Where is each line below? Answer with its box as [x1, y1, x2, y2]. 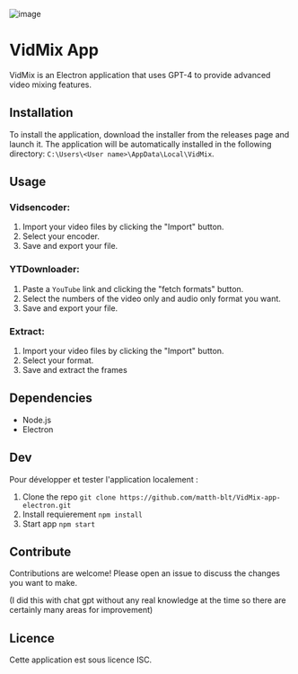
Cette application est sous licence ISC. [9, 654, 153, 665]
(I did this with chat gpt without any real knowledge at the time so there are [9, 595, 286, 606]
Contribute [9, 545, 72, 560]
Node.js [22, 414, 52, 425]
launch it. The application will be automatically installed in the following [9, 138, 272, 149]
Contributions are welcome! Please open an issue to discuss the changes [9, 568, 281, 579]
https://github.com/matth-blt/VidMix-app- [119, 492, 281, 502]
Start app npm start [22, 518, 96, 529]
